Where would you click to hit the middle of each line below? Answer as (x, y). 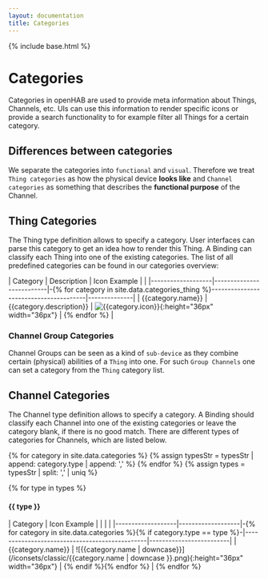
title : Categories (39, 23)
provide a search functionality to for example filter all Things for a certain (129, 118)
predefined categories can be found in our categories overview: (114, 266)
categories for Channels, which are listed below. (88, 440)
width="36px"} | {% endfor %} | (61, 315)
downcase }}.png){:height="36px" (187, 558)
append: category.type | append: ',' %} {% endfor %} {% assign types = (127, 464)
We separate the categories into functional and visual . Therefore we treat (132, 170)
